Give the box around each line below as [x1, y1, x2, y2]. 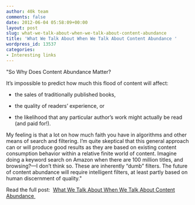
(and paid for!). [14, 119, 51, 127]
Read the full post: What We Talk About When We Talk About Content [6, 186, 175, 193]
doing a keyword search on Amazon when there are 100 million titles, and [6, 156, 183, 163]
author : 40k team [6, 8, 49, 15]
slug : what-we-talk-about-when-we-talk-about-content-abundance [6, 30, 167, 36]
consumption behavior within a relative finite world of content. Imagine [6, 150, 177, 157]
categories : [6, 47, 35, 53]
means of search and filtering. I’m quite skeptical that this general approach [6, 137, 189, 144]
